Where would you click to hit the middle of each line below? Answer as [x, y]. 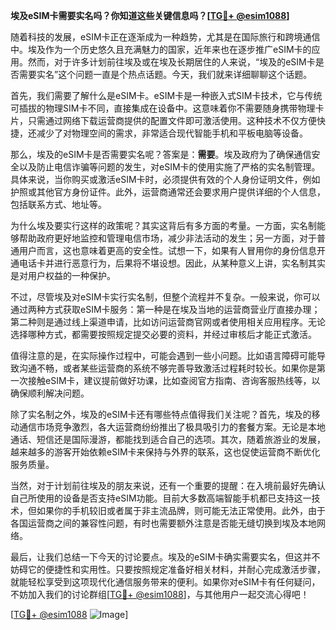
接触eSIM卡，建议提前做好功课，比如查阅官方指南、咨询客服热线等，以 [174, 380]
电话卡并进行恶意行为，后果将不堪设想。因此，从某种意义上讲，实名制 [163, 263]
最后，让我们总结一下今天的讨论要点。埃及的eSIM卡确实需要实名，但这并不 [165, 557]
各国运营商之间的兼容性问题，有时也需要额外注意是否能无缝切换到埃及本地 [163, 523]
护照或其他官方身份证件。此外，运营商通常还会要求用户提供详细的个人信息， [168, 192]
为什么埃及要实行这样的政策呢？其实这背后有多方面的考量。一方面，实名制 [163, 225]
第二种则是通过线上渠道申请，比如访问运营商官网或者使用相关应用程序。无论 [168, 322]
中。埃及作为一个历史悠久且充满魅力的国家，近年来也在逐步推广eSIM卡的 [161, 49]
